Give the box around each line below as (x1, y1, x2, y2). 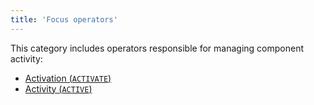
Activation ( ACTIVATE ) (24, 72, 112, 84)
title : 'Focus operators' (10, 14, 118, 25)
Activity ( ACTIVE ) (24, 82, 93, 95)
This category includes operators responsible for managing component (10, 42, 304, 54)
